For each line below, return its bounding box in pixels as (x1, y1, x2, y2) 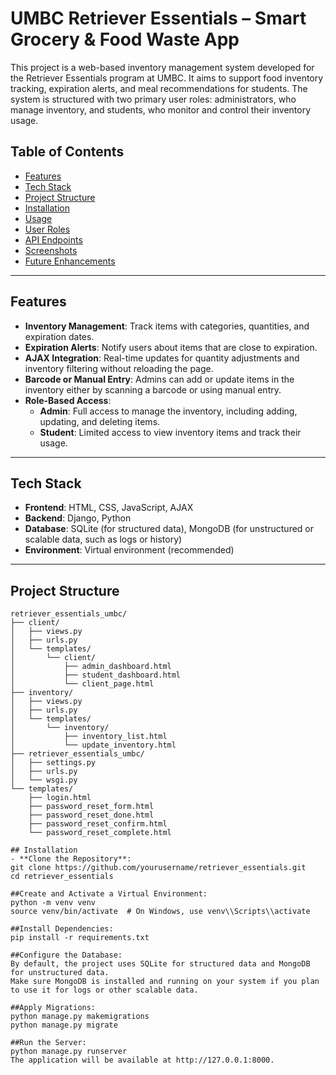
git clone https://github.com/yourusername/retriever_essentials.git (10, 863, 307, 873)
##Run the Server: (10, 1038, 87, 1048)
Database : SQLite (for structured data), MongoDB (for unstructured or (24, 523, 315, 535)
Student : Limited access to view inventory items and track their (39, 426, 302, 438)
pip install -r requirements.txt (10, 933, 150, 943)
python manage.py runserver (10, 1047, 128, 1057)
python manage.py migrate (10, 1020, 118, 1031)
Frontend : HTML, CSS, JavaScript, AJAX (24, 502, 194, 514)
